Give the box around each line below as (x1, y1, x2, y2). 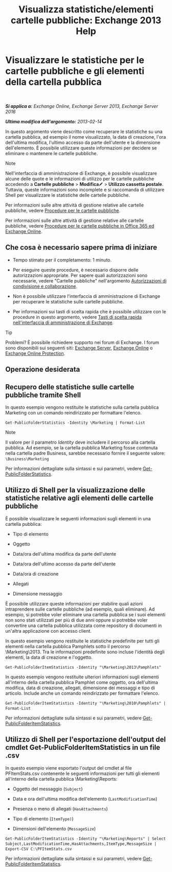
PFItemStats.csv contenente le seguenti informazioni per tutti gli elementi (5, 770, 160, 776)
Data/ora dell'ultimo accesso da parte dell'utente (12, 561, 116, 567)
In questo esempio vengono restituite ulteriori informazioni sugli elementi (5, 674, 159, 680)
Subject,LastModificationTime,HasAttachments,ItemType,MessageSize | (5, 841, 157, 846)
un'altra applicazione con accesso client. (5, 628, 92, 634)
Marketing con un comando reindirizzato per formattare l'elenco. (5, 409, 142, 415)
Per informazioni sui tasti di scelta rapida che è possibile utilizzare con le (12, 308, 166, 314)
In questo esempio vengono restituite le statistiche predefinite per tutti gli (5, 638, 160, 644)
